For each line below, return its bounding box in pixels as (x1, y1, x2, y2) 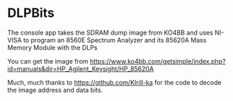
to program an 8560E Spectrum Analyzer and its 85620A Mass (23, 35, 207, 44)
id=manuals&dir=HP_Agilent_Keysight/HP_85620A (7, 64, 154, 73)
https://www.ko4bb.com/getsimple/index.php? (89, 57, 226, 65)
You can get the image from (7, 57, 89, 65)
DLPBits (7, 5, 55, 21)
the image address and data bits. (7, 85, 103, 94)
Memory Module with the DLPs (7, 43, 98, 52)
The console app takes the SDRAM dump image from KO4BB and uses (7, 28, 214, 37)
